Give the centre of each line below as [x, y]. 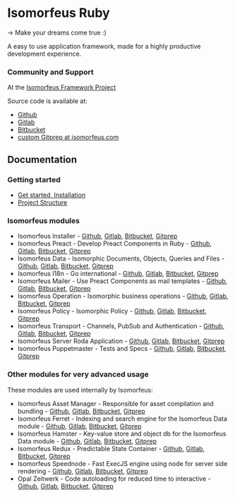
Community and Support [50, 72]
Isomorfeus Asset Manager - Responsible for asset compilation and [115, 403]
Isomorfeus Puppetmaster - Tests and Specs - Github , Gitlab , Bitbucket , [122, 349]
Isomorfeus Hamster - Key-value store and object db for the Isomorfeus [122, 433]
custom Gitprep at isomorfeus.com [68, 137]
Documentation [42, 159]
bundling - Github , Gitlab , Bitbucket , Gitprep [82, 411]
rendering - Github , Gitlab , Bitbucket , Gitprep [83, 471]
